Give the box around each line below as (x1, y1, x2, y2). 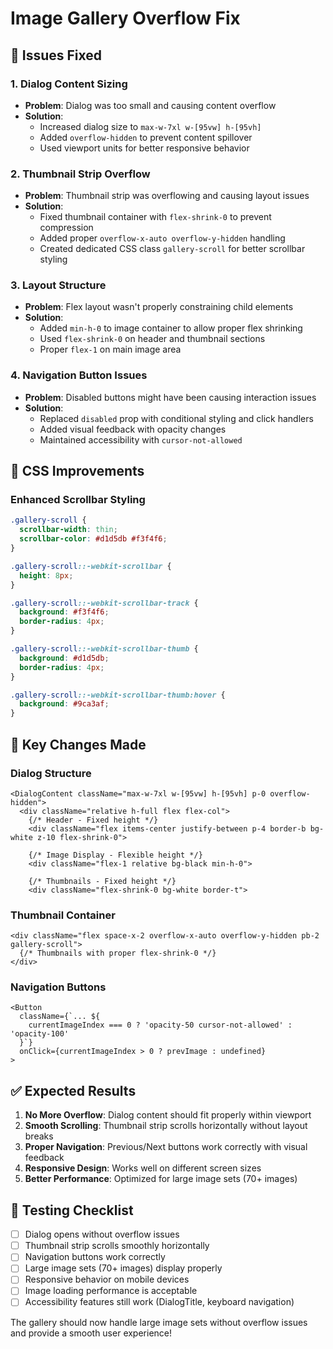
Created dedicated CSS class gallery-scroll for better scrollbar (39, 243, 306, 255)
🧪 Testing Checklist (10, 1202, 134, 1219)
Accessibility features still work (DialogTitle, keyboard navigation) (24, 1296, 295, 1308)
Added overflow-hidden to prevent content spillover (39, 131, 253, 143)
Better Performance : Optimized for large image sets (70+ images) (24, 1173, 298, 1185)
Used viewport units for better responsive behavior (39, 142, 250, 154)
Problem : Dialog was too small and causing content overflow (24, 99, 277, 111)
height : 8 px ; (19, 570, 74, 581)
